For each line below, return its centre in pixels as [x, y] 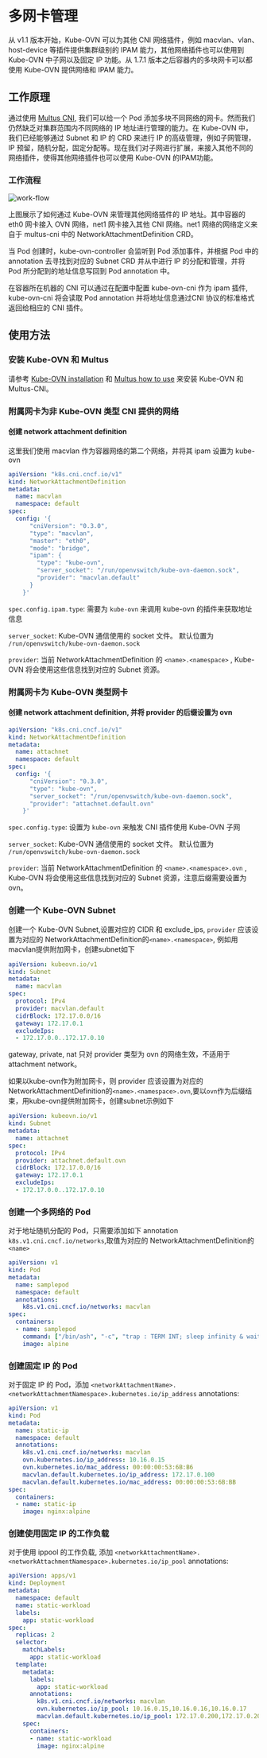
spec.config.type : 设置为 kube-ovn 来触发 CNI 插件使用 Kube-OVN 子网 [124, 827]
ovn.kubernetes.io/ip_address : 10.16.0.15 [94, 1460]
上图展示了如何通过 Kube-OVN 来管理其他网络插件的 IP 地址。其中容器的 [127, 215]
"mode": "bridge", [60, 548]
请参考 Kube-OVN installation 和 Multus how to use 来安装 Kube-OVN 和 [126, 378]
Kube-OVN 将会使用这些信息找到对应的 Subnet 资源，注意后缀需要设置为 [128, 878]
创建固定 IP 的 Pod [43, 1366]
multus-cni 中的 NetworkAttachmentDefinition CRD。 [111, 235]
